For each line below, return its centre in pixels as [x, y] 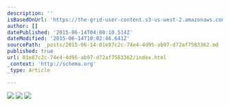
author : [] [23, 26]
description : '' [30, 13]
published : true [30, 52]
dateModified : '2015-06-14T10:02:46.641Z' [68, 39]
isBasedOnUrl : [27, 20]
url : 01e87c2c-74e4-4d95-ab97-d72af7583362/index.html [87, 58]
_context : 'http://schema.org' [52, 64]
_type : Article [29, 70]
